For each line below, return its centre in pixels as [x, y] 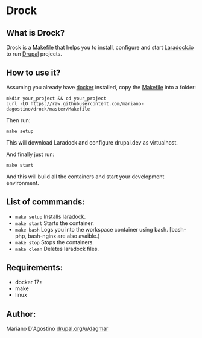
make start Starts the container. [55, 223]
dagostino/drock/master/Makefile [48, 109]
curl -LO [17, 103]
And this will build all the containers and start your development [85, 177]
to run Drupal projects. [34, 54]
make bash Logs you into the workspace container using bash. [92, 229]
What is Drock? [36, 33]
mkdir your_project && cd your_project [56, 98]
